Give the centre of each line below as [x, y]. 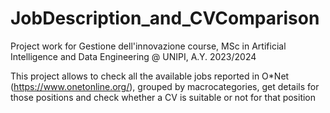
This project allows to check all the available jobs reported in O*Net [150, 76]
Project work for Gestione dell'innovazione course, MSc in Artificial [148, 46]
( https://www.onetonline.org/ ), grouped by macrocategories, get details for [165, 86]
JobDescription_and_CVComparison [165, 18]
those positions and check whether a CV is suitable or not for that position [163, 97]
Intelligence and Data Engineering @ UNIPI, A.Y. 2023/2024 [133, 56]
